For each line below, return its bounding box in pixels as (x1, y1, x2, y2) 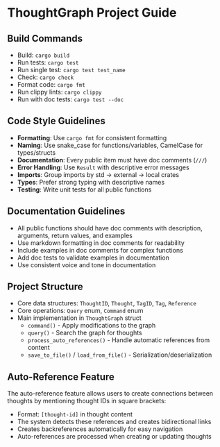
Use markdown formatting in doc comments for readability (17, 238, 185, 247)
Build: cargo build (17, 51, 70, 59)
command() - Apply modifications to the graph (27, 321, 156, 330)
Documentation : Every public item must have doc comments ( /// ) (17, 155, 208, 164)
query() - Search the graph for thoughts (27, 328, 142, 337)
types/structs (17, 148, 56, 157)
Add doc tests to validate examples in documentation (17, 253, 170, 262)
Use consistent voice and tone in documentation (17, 260, 156, 269)
